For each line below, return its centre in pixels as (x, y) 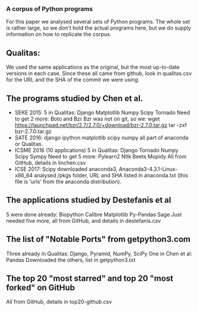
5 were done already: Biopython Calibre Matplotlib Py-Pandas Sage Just (94, 214)
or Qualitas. (29, 144)
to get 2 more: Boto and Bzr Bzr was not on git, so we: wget (87, 119)
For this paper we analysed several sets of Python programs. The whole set (98, 22)
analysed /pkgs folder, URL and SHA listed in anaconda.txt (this (111, 175)
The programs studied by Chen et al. (75, 98)
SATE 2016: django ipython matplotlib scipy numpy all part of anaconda (102, 137)
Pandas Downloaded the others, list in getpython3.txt (71, 260)
